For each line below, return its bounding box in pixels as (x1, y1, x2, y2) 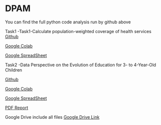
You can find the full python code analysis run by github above (5, 19, 131, 25)
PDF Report (5, 105, 28, 110)
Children (5, 67, 22, 73)
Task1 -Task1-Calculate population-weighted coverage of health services (5, 28, 152, 34)
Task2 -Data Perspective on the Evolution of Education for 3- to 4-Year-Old (5, 62, 156, 68)
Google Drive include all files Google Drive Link (5, 114, 100, 120)
